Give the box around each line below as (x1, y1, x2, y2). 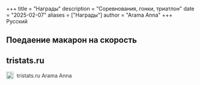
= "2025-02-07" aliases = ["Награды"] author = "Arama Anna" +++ (6, 11, 173, 19)
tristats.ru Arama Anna (17, 72, 72, 79)
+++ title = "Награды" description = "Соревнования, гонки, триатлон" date (6, 5, 195, 12)
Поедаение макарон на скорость (6, 35, 137, 45)
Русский (6, 18, 28, 25)
